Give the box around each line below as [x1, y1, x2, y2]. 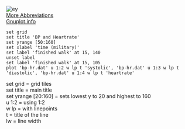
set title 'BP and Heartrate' [6, 34, 80, 40]
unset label [6, 55, 35, 61]
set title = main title [6, 86, 53, 93]
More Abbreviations [6, 12, 54, 19]
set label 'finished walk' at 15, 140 [6, 50, 101, 55]
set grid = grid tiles [6, 81, 52, 87]
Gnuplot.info [6, 18, 36, 25]
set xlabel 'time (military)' [6, 44, 80, 50]
